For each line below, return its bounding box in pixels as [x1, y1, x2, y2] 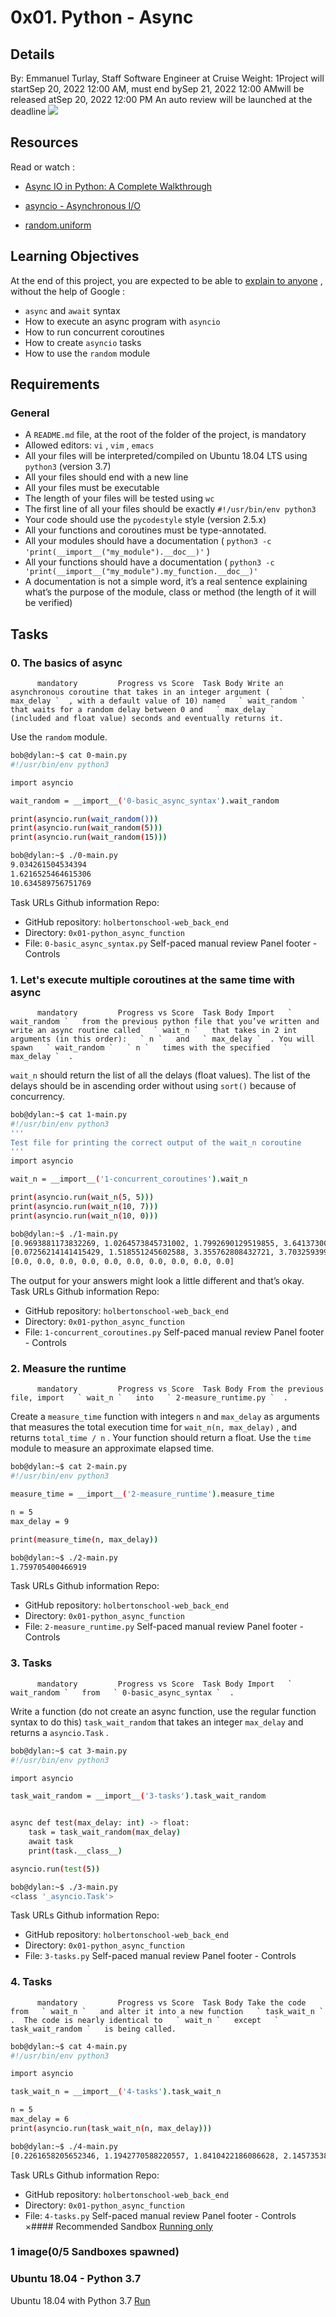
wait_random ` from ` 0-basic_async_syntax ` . [10, 1687, 235, 1698]
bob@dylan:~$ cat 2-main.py [10, 1462, 128, 1472]
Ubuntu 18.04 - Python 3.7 [10, 2272, 142, 2286]
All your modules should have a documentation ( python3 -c [24, 535, 272, 547]
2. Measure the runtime [10, 1362, 127, 1376]
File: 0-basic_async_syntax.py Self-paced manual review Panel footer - [24, 937, 318, 949]
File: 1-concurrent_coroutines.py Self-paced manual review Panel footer [24, 1326, 325, 1338]
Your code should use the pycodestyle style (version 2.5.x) [24, 514, 267, 526]
